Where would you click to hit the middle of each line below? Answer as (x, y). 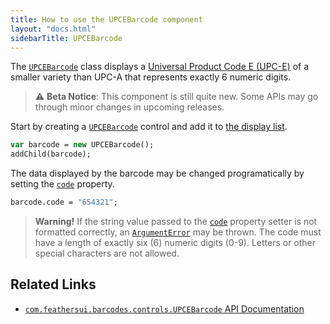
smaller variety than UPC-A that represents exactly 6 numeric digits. (151, 77)
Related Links (53, 284)
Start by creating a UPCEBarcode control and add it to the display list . (149, 127)
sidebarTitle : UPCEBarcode (66, 38)
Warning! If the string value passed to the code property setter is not (176, 221)
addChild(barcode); (51, 154)
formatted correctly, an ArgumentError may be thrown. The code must (178, 232)
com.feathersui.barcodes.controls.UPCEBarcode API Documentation (164, 308)
